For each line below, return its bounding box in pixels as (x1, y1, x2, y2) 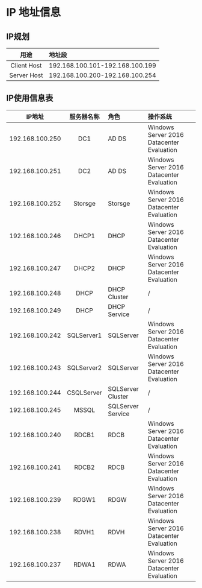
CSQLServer (67, 388, 102, 397)
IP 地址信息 (6, 5, 61, 19)
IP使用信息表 (6, 93, 54, 103)
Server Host (9, 71, 43, 79)
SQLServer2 (67, 363, 102, 371)
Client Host (10, 62, 42, 69)
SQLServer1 (67, 331, 102, 340)
